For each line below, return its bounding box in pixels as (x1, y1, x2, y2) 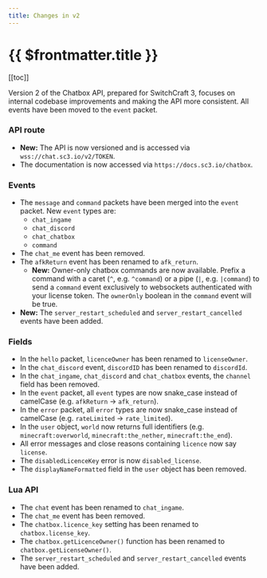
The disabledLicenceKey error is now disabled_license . (19, 456, 202, 466)
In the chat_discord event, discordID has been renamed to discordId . (19, 363, 248, 372)
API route (8, 124, 45, 136)
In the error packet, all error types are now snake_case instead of (19, 405, 238, 415)
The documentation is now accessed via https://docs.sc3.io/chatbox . (19, 159, 253, 169)
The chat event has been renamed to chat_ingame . (19, 502, 185, 512)
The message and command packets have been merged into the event (19, 198, 239, 207)
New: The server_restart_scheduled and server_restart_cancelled (19, 308, 242, 317)
